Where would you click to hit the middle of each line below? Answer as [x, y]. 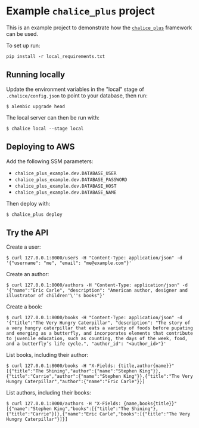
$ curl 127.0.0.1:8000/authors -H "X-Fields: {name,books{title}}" [92, 404]
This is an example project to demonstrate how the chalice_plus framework [99, 27]
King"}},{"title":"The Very [158, 377]
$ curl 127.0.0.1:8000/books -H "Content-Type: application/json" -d [94, 318]
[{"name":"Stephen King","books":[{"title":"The [68, 409]
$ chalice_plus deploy [34, 214]
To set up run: [23, 45]
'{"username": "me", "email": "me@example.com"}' [69, 263]
